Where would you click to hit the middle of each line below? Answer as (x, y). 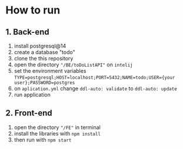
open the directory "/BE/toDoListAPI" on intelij (73, 65)
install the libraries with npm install (57, 133)
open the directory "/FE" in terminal (57, 127)
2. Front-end (29, 113)
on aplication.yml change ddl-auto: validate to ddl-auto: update (95, 88)
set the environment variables (50, 71)
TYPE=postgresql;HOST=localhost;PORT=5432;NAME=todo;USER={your (94, 77)
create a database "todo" (44, 52)
